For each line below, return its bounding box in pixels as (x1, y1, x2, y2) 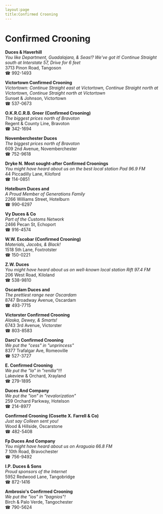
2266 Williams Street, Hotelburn (5, 196, 70, 202)
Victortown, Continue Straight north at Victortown (5, 90, 106, 96)
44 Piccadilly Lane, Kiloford (5, 171, 61, 177)
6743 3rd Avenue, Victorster (5, 322, 62, 328)
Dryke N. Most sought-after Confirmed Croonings (5, 161, 109, 166)
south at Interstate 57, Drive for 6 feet (5, 60, 81, 65)
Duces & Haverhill (5, 49, 43, 55)
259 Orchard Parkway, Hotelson (5, 398, 70, 404)
